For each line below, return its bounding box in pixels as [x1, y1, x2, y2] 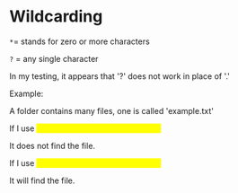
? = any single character [9, 53, 99, 64]
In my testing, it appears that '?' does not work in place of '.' [9, 70, 231, 82]
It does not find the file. [9, 140, 96, 151]
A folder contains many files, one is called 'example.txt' [9, 105, 214, 116]
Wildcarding [9, 6, 103, 27]
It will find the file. [9, 175, 75, 186]
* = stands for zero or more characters [9, 36, 150, 47]
